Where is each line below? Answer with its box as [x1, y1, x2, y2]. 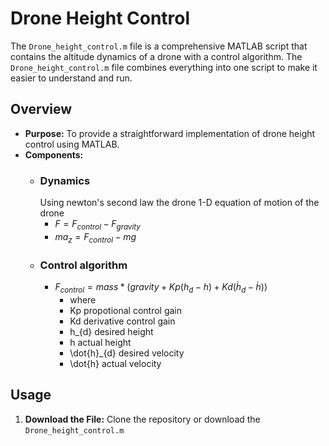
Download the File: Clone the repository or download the [24, 413, 261, 425]
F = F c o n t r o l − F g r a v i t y [54, 218, 141, 232]
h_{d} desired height [69, 325, 154, 337]
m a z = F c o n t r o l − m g [54, 230, 137, 245]
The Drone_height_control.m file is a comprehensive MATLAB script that [10, 40, 308, 52]
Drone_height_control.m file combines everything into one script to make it [10, 61, 318, 73]
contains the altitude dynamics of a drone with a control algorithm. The [10, 50, 303, 62]
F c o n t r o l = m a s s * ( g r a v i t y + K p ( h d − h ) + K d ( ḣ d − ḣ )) [54, 280, 268, 295]
